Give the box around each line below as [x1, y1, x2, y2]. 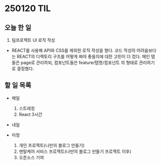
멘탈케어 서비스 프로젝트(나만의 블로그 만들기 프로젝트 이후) [18, 148, 132, 154]
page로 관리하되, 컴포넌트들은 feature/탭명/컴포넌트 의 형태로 [20, 60, 138, 66]
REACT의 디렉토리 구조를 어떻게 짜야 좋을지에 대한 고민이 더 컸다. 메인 [17, 54, 150, 59]
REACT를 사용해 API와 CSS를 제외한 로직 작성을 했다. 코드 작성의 [11, 48, 136, 53]
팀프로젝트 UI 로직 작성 [11, 37, 55, 43]
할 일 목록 [4, 81, 32, 90]
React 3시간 [18, 111, 42, 117]
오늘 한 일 [4, 23, 32, 32]
